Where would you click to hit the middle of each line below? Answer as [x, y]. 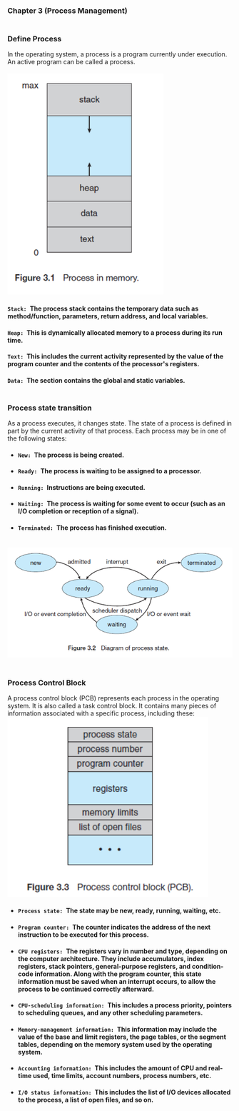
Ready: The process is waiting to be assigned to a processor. [110, 471]
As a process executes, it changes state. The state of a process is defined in [119, 423]
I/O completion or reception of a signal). [78, 511]
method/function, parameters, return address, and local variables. [108, 316]
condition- [208, 966]
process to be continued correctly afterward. [86, 989]
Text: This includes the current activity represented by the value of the [116, 356]
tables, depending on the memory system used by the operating [115, 1044]
